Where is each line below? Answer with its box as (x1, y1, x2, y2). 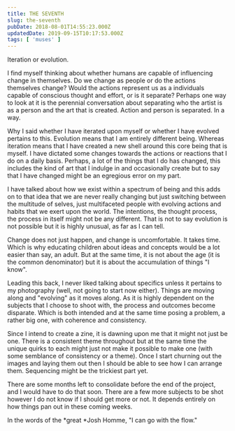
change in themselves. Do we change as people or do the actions (7, 76, 196, 85)
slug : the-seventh (7, 17, 61, 24)
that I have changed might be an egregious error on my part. (7, 172, 182, 180)
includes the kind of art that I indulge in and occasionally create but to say (7, 164, 220, 173)
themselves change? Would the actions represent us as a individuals (7, 84, 205, 92)
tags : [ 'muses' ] (7, 36, 61, 43)
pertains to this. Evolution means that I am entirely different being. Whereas (7, 134, 225, 143)
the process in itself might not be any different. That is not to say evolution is (7, 214, 228, 224)
